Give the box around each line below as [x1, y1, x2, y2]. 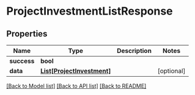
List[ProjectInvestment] [40, 67, 111, 75]
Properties [6, 29, 48, 39]
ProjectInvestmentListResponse [6, 4, 173, 18]
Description [117, 47, 152, 55]
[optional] [157, 67, 186, 75]
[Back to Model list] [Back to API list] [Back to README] [6, 82, 147, 90]
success [9, 57, 35, 65]
